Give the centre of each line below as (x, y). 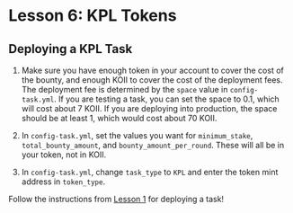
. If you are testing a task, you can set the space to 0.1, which (167, 99)
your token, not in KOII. (64, 155)
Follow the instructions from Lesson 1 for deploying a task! (116, 199)
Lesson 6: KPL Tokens (93, 16)
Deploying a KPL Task (71, 49)
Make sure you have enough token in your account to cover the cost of (152, 70)
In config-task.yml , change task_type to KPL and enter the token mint (150, 172)
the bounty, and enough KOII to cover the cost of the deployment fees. (152, 80)
